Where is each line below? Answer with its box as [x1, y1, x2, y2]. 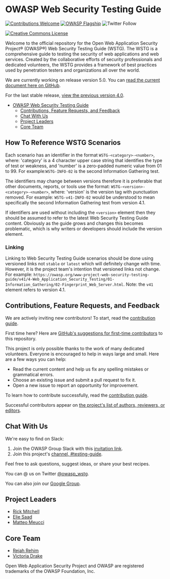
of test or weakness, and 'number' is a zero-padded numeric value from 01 [5, 163, 162, 169]
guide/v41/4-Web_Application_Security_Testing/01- [5, 277, 115, 282]
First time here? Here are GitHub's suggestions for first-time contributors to [5, 330, 163, 336]
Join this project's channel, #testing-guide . [12, 451, 103, 457]
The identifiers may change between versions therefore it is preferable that [5, 178, 162, 184]
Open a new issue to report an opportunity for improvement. [12, 382, 139, 388]
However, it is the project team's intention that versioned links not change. [5, 266, 160, 272]
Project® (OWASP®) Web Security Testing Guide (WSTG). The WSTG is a [5, 45, 158, 51]
